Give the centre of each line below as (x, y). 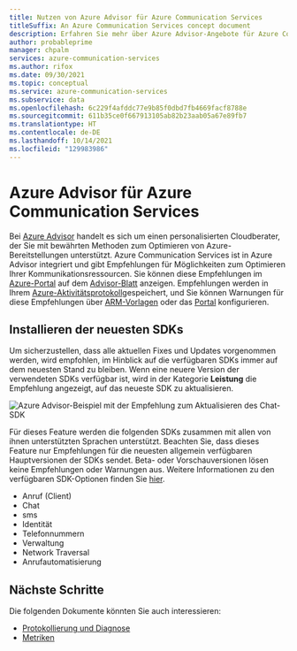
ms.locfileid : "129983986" (59, 149)
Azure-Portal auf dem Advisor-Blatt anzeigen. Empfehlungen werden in (139, 283)
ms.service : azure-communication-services (88, 91)
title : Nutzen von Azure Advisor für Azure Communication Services (136, 17)
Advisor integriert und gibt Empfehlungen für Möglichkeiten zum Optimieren (147, 264)
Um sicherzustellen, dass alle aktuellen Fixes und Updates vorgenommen (143, 351)
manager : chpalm (39, 50)
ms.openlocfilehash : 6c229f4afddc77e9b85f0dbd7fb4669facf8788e (128, 108)
